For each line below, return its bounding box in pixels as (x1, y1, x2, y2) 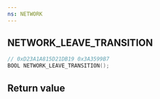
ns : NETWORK (7, 10, 43, 18)
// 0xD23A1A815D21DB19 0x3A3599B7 (7, 56, 110, 63)
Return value (7, 82, 65, 94)
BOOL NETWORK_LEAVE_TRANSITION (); (7, 62, 110, 70)
